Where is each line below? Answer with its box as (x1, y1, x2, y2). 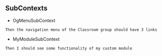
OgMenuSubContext (12, 17, 56, 23)
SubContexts (5, 4, 48, 13)
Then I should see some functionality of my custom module (5, 45, 133, 51)
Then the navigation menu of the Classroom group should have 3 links (5, 27, 157, 32)
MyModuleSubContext (12, 36, 60, 42)
